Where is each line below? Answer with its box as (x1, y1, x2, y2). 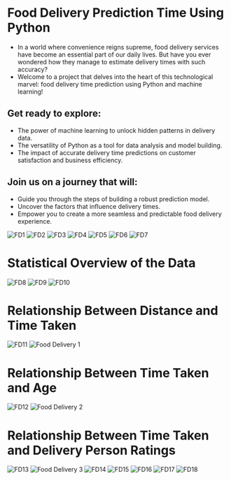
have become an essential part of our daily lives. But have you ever (17, 50, 211, 59)
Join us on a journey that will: (7, 176, 138, 188)
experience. (17, 217, 52, 225)
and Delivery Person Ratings (7, 442, 176, 458)
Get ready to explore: (7, 108, 101, 119)
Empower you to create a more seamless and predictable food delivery (17, 210, 222, 218)
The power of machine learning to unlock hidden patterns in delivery (17, 126, 216, 134)
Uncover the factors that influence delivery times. (17, 202, 161, 210)
